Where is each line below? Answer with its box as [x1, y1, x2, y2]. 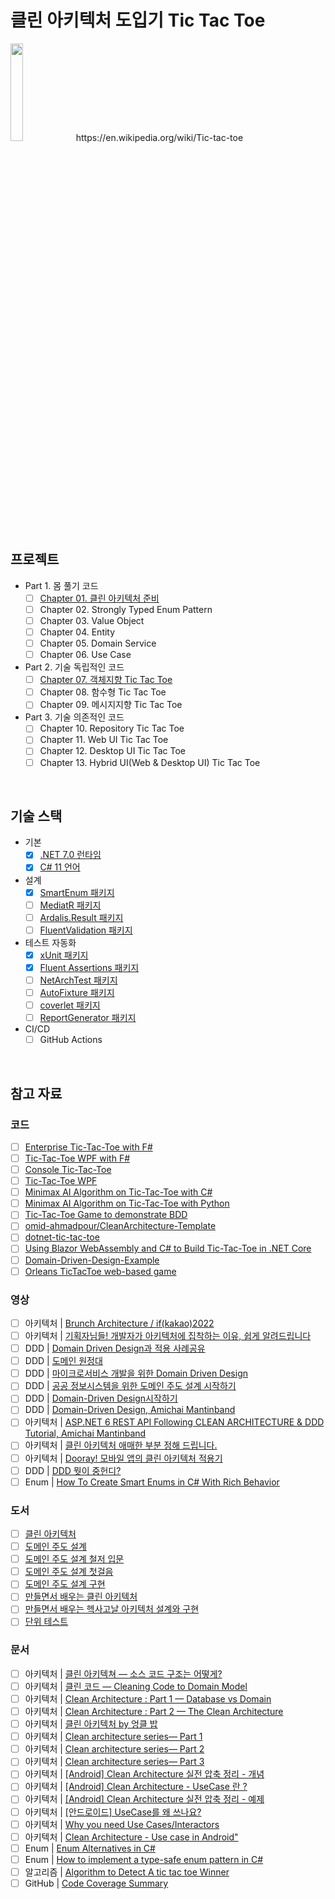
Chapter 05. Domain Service [39, 637, 157, 649]
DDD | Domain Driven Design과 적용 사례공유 [24, 1342, 206, 1355]
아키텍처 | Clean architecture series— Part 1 [24, 1731, 203, 1743]
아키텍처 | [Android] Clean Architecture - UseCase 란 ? [24, 1781, 248, 1793]
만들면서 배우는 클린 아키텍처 [24, 1591, 138, 1603]
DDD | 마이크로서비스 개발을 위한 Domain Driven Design [24, 1367, 248, 1380]
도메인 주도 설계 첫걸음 [24, 1566, 114, 1578]
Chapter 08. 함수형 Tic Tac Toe [39, 686, 167, 698]
